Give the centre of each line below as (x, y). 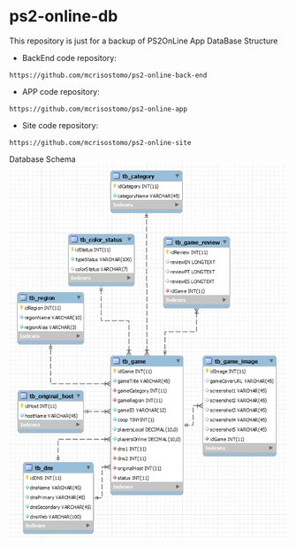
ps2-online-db (64, 16)
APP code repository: (61, 91)
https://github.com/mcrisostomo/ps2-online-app (99, 109)
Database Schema (43, 159)
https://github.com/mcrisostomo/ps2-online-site (100, 142)
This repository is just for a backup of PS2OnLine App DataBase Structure (144, 41)
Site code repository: (60, 125)
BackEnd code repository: (69, 58)
